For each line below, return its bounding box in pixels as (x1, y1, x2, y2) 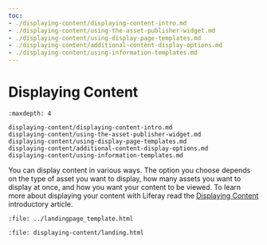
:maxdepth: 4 (8, 109, 52, 117)
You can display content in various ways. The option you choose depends (8, 165, 251, 175)
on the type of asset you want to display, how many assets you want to (8, 173, 241, 184)
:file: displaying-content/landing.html (8, 228, 145, 236)
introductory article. (8, 199, 73, 208)
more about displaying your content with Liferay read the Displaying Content (8, 191, 259, 200)
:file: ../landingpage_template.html (8, 215, 134, 223)
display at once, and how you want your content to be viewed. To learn (8, 182, 241, 192)
